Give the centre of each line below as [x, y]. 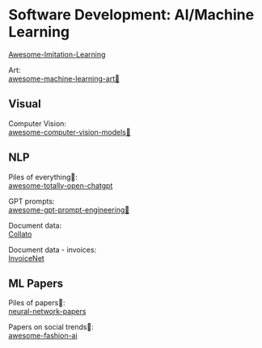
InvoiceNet [26, 258]
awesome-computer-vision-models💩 [70, 132]
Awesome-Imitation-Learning [57, 54]
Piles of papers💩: [37, 303]
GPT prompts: [32, 201]
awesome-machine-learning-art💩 [64, 78]
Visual [25, 104]
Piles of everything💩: [43, 177]
